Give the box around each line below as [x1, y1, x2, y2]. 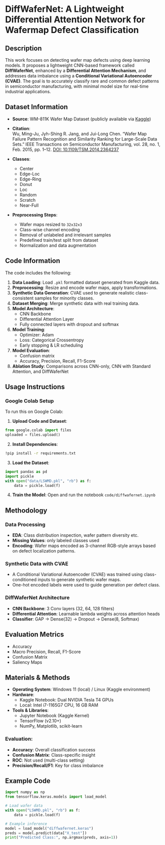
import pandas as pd [5, 469, 48, 474]
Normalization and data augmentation [19, 242, 97, 248]
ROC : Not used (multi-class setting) [12, 757, 85, 763]
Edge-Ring [19, 176, 42, 182]
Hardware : [12, 692, 34, 698]
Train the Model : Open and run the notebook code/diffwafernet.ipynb [12, 492, 156, 498]
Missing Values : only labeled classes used [12, 538, 99, 544]
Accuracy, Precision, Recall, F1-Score [19, 358, 96, 364]
